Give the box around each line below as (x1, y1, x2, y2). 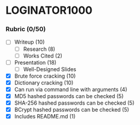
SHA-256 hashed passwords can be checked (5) (14, 99, 135, 106)
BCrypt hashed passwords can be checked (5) (14, 106, 129, 114)
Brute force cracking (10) (14, 72, 76, 80)
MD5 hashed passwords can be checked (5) (14, 92, 124, 99)
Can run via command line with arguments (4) (14, 86, 127, 93)
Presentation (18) (14, 59, 57, 66)
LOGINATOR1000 (5, 4, 93, 17)
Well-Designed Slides (23, 65, 77, 72)
